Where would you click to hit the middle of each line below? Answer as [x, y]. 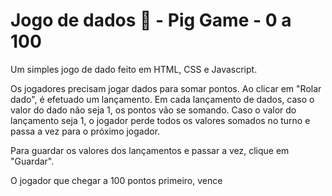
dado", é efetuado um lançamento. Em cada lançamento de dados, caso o [162, 99]
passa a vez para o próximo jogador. [85, 131]
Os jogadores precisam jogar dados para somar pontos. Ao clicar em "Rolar [166, 88]
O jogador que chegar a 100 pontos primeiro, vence [116, 180]
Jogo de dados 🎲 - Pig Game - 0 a [151, 20]
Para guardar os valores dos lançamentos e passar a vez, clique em [150, 150]
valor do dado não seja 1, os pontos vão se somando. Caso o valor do [153, 110]
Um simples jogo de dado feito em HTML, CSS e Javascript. [134, 69]
